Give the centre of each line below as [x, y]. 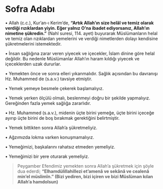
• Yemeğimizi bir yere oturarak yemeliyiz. [47, 156]
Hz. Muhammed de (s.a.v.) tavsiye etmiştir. [49, 79]
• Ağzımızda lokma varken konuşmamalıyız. [50, 137]
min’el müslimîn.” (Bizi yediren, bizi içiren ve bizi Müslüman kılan [85, 176]
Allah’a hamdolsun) [38, 182]
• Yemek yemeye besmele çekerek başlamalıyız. [54, 88]
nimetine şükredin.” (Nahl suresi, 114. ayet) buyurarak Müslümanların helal [81, 33]
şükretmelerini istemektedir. [33, 44]
